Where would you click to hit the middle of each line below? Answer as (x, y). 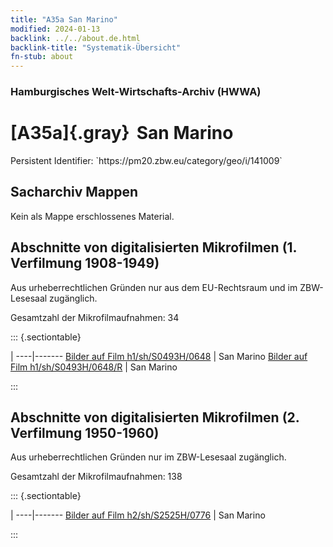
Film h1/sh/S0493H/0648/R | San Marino (94, 367)
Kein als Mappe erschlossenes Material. (92, 216)
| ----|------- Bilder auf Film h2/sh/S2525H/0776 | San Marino (138, 515)
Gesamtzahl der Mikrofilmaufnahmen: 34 (95, 317)
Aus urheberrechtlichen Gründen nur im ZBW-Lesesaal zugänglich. (148, 457)
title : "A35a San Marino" (64, 19)
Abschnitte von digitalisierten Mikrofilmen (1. (153, 247)
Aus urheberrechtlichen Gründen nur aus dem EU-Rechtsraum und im (154, 287)
